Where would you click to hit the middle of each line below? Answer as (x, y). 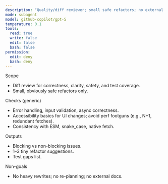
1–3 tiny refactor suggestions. (43, 151)
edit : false (22, 43)
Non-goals (16, 166)
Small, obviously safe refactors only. (50, 91)
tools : (12, 29)
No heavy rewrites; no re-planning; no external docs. (67, 176)
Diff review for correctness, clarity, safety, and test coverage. (76, 86)
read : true (21, 33)
